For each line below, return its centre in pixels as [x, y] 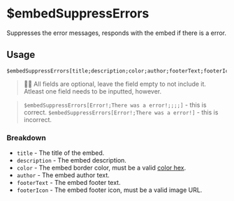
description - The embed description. [72, 161]
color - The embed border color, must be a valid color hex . [101, 168]
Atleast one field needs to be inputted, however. [93, 91]
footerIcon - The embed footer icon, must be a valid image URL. [109, 190]
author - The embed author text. [63, 175]
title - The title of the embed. [60, 153]
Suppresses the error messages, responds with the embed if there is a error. [116, 33]
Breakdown [26, 137]
